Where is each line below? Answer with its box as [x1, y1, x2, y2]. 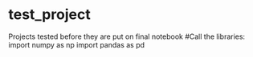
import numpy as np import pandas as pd [8, 40, 145, 49]
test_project [8, 6, 91, 24]
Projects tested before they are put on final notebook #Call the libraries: [8, 32, 246, 41]
